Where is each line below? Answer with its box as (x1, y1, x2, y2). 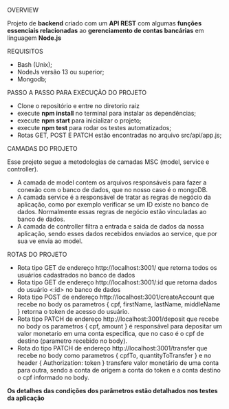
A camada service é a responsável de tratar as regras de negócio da (17, 193, 211, 201)
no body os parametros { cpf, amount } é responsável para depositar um (17, 322, 222, 330)
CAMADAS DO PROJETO (7, 145, 78, 152)
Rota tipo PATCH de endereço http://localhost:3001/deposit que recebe (17, 315, 219, 323)
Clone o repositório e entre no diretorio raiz (17, 102, 140, 109)
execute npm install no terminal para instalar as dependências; (17, 109, 197, 117)
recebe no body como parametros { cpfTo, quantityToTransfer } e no (17, 351, 212, 359)
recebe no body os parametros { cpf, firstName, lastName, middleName (17, 300, 221, 308)
